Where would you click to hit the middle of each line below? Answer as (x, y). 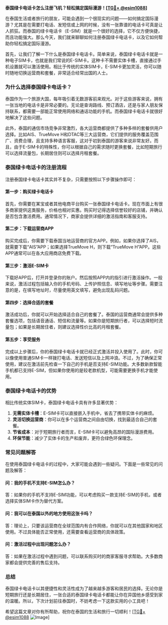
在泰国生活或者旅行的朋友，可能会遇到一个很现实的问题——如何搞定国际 (79, 18)
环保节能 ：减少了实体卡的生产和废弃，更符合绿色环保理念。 (74, 438)
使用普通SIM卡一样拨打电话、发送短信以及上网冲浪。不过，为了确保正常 (88, 357)
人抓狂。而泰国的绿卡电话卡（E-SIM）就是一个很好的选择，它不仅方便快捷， (84, 31)
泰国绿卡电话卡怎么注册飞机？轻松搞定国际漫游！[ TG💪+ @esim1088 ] (76, 8)
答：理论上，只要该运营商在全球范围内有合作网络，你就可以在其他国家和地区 (84, 525)
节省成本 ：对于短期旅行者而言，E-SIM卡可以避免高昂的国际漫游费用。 (84, 431)
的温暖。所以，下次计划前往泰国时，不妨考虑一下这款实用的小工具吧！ (77, 601)
